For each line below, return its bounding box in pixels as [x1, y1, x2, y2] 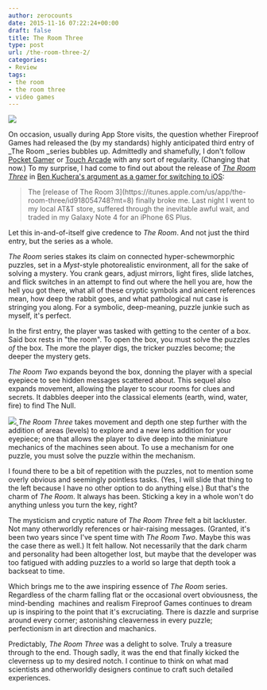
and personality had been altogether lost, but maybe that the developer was [8, 549, 257, 559]
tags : [8, 71, 26, 79]
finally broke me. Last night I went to [135, 196, 255, 205]
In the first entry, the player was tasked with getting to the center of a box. [8, 327, 251, 336]
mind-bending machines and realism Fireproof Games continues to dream [8, 599, 253, 608]
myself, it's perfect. [8, 311, 72, 320]
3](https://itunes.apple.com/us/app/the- [114, 188, 246, 197]
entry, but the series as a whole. [8, 236, 114, 246]
